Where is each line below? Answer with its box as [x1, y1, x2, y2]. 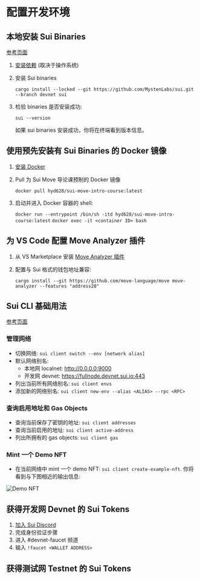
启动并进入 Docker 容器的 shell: [15, 199, 94, 206]
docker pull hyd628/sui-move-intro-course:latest [15, 188, 143, 194]
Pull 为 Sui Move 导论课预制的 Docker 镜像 [15, 176, 121, 183]
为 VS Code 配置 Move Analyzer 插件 [6, 236, 146, 246]
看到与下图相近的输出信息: [15, 473, 80, 480]
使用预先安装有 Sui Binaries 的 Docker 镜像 [6, 146, 167, 156]
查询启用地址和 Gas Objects [6, 404, 88, 412]
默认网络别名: [15, 357, 49, 364]
